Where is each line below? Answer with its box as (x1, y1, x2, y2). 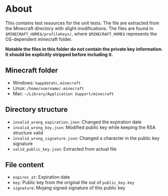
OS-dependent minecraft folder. (5, 36, 73, 42)
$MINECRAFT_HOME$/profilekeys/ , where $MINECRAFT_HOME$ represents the (5, 31, 157, 37)
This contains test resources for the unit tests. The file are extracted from (5, 20, 160, 26)
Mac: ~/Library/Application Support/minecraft (12, 90, 114, 97)
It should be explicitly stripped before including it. (5, 51, 113, 58)
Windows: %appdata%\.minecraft (12, 79, 81, 86)
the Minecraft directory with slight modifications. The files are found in (5, 25, 154, 31)
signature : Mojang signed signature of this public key (12, 185, 126, 191)
